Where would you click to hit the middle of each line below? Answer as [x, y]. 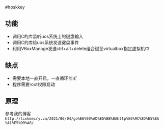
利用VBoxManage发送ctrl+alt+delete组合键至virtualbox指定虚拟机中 [81, 48]
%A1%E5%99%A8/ [20, 123]
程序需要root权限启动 [34, 84]
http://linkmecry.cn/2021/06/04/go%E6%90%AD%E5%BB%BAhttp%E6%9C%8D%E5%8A [82, 119]
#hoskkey [15, 7]
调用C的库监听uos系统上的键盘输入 [48, 36]
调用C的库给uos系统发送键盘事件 [46, 42]
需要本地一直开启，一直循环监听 [44, 78]
